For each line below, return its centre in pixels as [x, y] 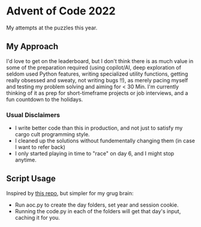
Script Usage [31, 179]
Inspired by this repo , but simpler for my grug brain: [70, 193]
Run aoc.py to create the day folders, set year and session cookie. [97, 205]
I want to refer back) [40, 147]
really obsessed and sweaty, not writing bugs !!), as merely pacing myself [97, 80]
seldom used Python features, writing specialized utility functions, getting [97, 74]
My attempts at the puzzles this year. [52, 28]
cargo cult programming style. [52, 135]
